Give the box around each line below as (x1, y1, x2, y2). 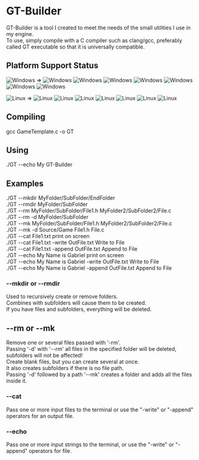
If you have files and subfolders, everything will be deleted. (6, 306, 152, 313)
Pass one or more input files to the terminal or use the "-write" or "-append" (6, 406, 194, 413)
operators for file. (29, 447, 72, 454)
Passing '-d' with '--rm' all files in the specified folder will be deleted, (6, 345, 177, 353)
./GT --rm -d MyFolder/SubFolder (6, 214, 88, 221)
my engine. (6, 30, 34, 37)
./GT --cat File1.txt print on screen (6, 233, 90, 240)
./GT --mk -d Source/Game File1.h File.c (6, 226, 105, 233)
